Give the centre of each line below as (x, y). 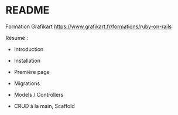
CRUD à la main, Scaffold (44, 106)
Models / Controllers (39, 94)
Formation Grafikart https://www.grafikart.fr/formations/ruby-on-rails (89, 26)
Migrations (27, 83)
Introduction (29, 49)
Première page (32, 72)
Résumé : (17, 38)
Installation (27, 60)
